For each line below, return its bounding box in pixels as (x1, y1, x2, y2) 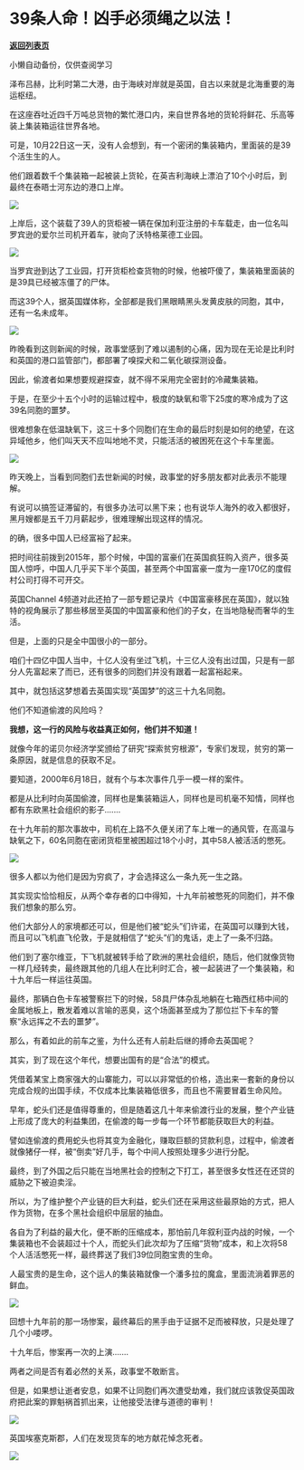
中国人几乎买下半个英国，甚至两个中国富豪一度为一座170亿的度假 (48, 562, 292, 573)
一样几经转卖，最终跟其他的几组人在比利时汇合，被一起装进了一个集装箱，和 (9, 962, 295, 974)
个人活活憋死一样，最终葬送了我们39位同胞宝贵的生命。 (9, 1249, 218, 1260)
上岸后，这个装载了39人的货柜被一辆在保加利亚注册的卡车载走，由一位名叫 (9, 217, 290, 228)
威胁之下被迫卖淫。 (9, 1177, 81, 1187)
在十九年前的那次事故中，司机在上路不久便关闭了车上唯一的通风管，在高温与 (9, 823, 295, 834)
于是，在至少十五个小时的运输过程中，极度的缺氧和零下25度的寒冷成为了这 (9, 393, 289, 404)
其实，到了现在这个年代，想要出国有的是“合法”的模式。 (9, 1054, 215, 1065)
